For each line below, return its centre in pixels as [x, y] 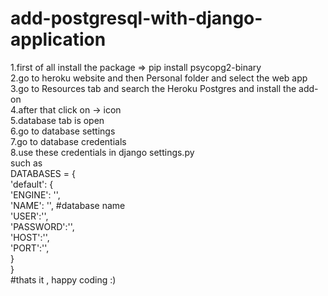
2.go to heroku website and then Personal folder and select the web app [159, 78]
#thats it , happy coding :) [63, 279]
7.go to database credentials [68, 141]
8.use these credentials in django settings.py [102, 152]
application [58, 39]
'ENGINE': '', [35, 194]
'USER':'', [29, 216]
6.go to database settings [63, 131]
